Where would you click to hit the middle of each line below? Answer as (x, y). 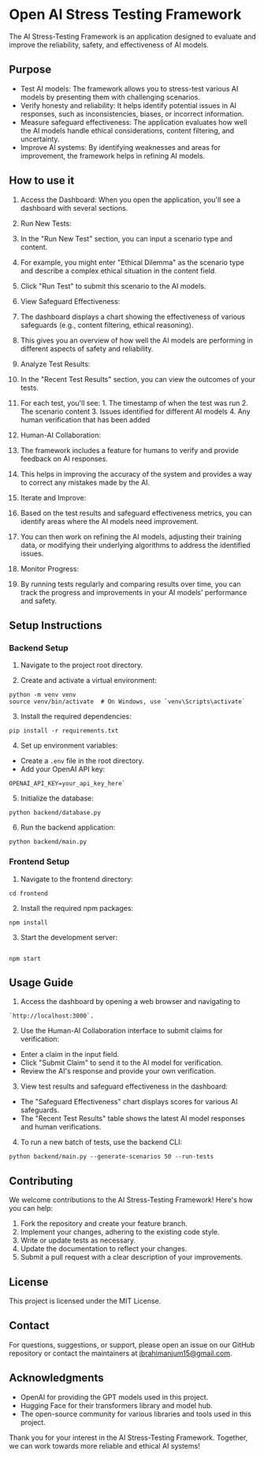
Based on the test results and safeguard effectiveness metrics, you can (136, 513)
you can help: (31, 1209)
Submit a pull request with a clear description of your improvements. (132, 1257)
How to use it (42, 180)
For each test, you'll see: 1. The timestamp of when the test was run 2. (134, 403)
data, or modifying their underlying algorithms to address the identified (135, 545)
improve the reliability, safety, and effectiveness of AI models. (109, 44)
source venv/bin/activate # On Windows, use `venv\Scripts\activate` (127, 702)
